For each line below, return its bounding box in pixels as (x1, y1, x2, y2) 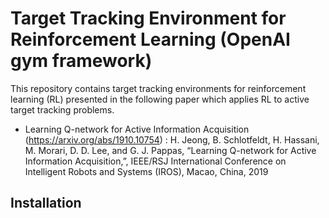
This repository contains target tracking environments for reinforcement (10, 82, 307, 94)
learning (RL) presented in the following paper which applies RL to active (10, 93, 310, 105)
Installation (10, 195, 82, 212)
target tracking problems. (10, 103, 115, 116)
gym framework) (10, 50, 153, 72)
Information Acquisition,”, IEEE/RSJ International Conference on (24, 155, 287, 167)
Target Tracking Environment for (10, 7, 287, 30)
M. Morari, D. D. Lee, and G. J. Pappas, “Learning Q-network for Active (24, 144, 317, 156)
